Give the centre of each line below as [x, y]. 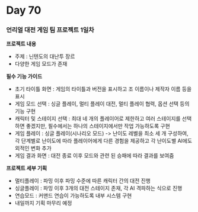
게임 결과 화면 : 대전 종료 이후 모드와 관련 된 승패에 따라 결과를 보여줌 [94, 156]
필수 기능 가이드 [24, 76]
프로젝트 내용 [21, 44]
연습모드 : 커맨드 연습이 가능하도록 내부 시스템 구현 [73, 195]
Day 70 [24, 10]
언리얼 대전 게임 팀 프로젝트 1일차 [50, 30]
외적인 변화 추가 [33, 148]
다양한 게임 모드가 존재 [41, 64]
